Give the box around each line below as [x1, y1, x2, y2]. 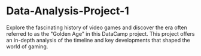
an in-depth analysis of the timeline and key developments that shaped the [6, 36, 190, 43]
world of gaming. [6, 43, 48, 50]
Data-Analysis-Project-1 [6, 4, 130, 18]
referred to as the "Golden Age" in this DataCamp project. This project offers [6, 30, 195, 37]
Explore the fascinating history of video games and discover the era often [6, 24, 187, 31]
